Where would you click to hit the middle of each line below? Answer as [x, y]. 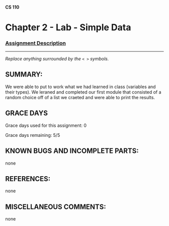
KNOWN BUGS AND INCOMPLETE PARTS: [72, 151]
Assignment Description [36, 43]
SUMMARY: [24, 75]
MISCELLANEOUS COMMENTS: [56, 207]
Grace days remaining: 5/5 [33, 135]
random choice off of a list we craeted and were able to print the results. [80, 97]
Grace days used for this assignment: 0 [46, 125]
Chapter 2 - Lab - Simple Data [68, 27]
